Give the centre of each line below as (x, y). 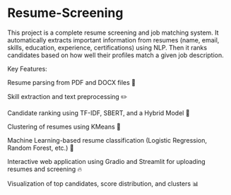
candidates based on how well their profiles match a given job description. (115, 55)
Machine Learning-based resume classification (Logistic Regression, (107, 140)
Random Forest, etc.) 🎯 (41, 148)
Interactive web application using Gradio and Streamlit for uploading (107, 161)
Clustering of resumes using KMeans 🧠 (64, 126)
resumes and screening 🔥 (45, 169)
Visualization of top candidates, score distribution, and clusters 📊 (103, 183)
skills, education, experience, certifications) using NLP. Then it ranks (107, 47)
